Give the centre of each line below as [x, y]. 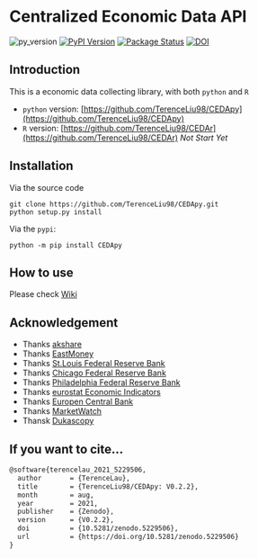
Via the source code [47, 187]
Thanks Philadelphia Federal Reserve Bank [102, 382]
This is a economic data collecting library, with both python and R [129, 91]
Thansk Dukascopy [58, 421]
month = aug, [56, 495]
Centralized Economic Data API [128, 17]
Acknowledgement [64, 323]
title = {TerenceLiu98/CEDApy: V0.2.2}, [108, 486]
